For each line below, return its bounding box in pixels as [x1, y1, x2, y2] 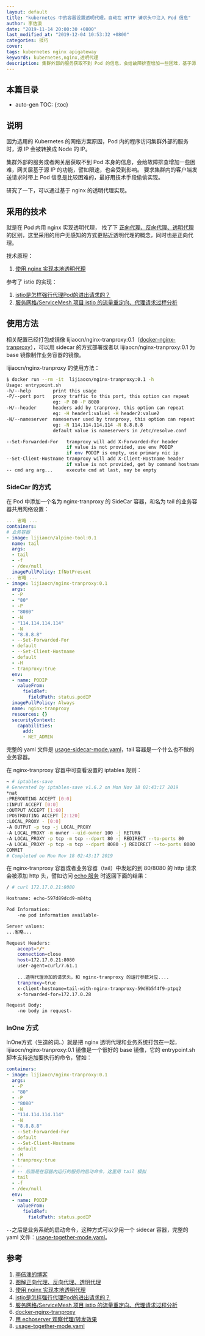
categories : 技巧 [6, 37, 49, 43]
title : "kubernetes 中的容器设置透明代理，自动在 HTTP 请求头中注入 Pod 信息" [6, 15, 191, 21]
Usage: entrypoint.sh [6, 382, 62, 388]
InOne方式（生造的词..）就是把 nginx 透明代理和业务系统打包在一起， [6, 1038, 181, 1046]
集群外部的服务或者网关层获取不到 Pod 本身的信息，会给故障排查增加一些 [6, 159, 190, 166]
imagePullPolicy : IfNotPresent [12, 569, 92, 575]
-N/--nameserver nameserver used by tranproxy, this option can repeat [6, 416, 195, 422]
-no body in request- [17, 1008, 72, 1014]
